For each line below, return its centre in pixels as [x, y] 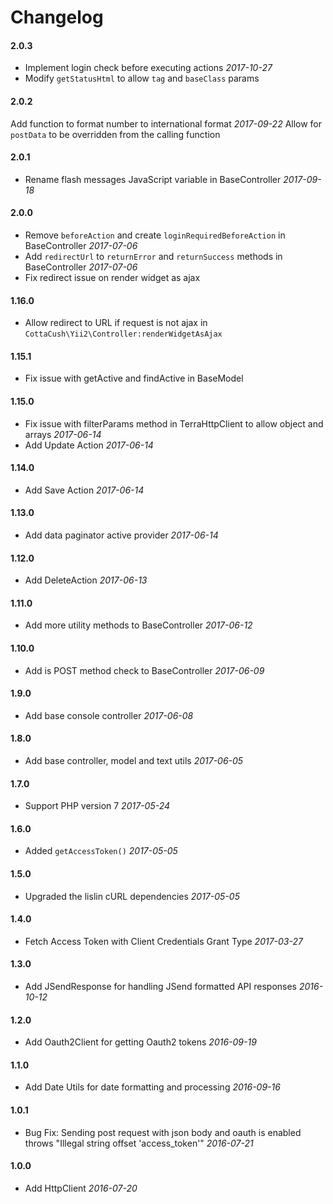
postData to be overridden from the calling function [115, 134]
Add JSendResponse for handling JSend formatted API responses [160, 987]
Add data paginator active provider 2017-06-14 [121, 535]
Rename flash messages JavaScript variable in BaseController [153, 179]
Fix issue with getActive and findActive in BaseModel [134, 378]
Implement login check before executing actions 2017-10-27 [148, 68]
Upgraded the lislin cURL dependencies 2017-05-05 [132, 896]
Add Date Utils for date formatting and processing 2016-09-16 [152, 1087]
